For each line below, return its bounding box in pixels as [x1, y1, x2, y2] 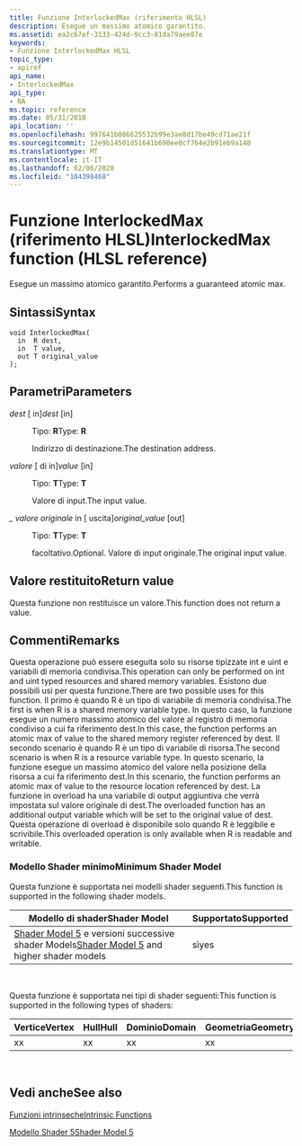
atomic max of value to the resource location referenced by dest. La [9, 781, 261, 792]
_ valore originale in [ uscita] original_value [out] [9, 512, 186, 523]
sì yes [191, 938, 215, 951]
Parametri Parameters [9, 384, 132, 400]
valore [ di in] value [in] [9, 460, 93, 471]
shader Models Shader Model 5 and [13, 938, 164, 951]
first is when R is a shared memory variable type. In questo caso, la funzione [9, 705, 293, 715]
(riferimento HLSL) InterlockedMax [9, 230, 271, 250]
